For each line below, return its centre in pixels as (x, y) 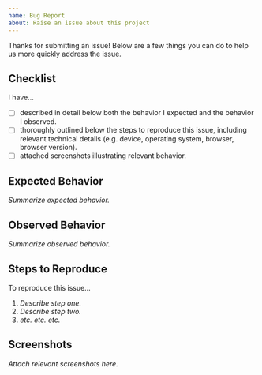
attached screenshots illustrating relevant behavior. (103, 156)
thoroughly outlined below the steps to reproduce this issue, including (133, 130)
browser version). (48, 148)
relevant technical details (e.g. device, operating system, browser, (127, 139)
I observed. (38, 122)
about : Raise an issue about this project (79, 23)
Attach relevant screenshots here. (63, 363)
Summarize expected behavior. (59, 200)
